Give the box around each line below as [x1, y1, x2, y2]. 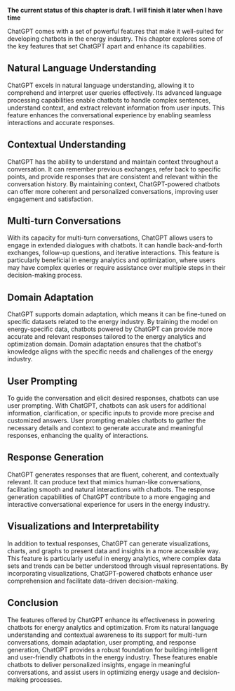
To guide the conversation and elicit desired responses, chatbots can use [7, 394, 220, 403]
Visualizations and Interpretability [7, 520, 160, 533]
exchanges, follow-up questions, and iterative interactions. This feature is [7, 249, 220, 257]
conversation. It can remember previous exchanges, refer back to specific [7, 164, 221, 173]
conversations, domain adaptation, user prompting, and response [7, 638, 196, 646]
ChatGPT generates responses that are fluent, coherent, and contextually [7, 470, 220, 479]
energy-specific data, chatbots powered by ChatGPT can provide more [7, 325, 213, 333]
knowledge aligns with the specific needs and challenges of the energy [7, 347, 213, 356]
